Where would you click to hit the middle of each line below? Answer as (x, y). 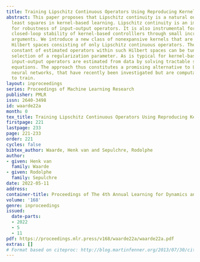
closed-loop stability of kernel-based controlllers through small (97, 34)
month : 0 (17, 111)
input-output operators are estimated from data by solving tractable (101, 61)
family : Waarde (30, 167)
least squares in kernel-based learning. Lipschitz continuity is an (99, 23)
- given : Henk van (29, 161)
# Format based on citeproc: (42, 250)
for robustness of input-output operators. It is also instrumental (98, 28)
